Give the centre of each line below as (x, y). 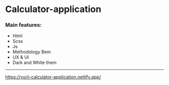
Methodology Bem (32, 52)
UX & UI (21, 57)
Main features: (23, 25)
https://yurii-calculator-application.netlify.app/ (53, 77)
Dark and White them (34, 63)
